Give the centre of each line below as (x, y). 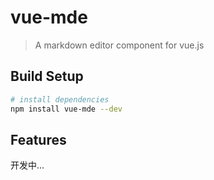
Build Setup (47, 76)
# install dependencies (60, 99)
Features (38, 139)
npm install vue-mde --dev (66, 109)
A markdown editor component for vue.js (119, 45)
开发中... (27, 165)
